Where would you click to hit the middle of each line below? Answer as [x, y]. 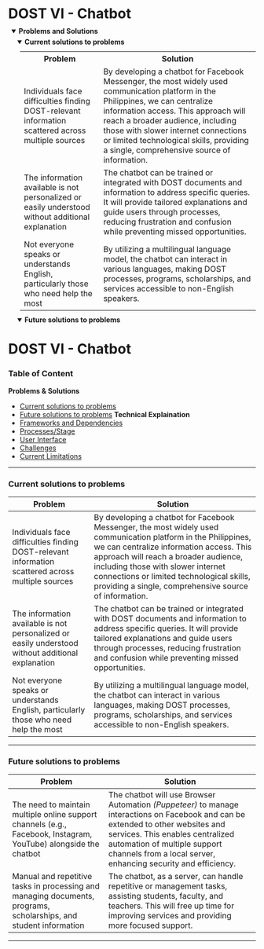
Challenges [38, 448]
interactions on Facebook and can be [177, 815]
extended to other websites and [167, 824]
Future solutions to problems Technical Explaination [104, 414]
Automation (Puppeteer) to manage [174, 804]
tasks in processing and [56, 886]
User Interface [43, 439]
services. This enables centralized [171, 834]
